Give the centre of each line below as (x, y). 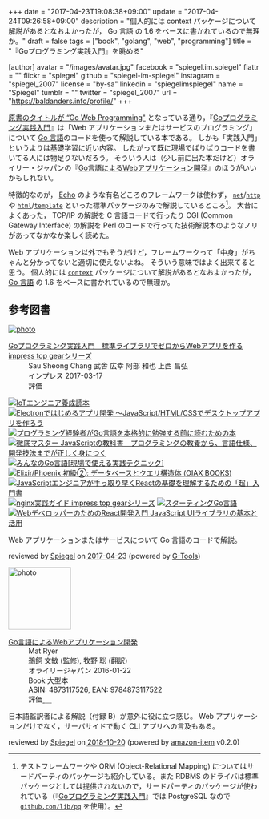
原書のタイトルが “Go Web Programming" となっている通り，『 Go (115, 118)
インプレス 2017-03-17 (66, 376)
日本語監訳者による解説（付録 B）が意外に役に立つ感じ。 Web (111, 717)
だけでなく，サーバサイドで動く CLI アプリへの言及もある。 (121, 726)
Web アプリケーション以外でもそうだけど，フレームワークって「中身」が (128, 252)
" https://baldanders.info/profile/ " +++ (70, 101)
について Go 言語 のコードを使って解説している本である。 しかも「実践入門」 (133, 138)
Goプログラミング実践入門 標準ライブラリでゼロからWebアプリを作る (126, 346)
